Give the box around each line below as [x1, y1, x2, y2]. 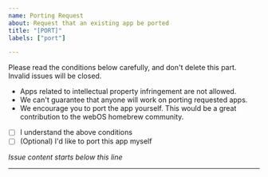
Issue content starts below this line [8, 152, 123, 162]
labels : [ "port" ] [8, 33, 66, 42]
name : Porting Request [8, 11, 84, 20]
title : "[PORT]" [8, 26, 62, 34]
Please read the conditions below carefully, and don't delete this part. [8, 63, 237, 73]
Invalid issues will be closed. [8, 71, 102, 81]
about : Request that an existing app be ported [8, 19, 170, 27]
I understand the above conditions [19, 128, 133, 137]
